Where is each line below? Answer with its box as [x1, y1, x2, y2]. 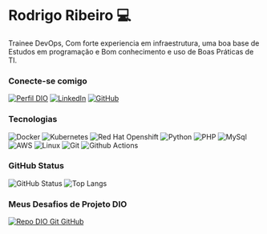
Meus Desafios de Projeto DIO [8, 198, 127, 209]
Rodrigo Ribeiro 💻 [8, 6, 131, 25]
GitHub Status [8, 160, 64, 171]
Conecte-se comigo [8, 75, 88, 87]
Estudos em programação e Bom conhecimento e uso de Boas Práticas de [8, 46, 254, 56]
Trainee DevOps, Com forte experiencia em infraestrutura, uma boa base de [8, 38, 260, 48]
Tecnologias [8, 114, 58, 125]
